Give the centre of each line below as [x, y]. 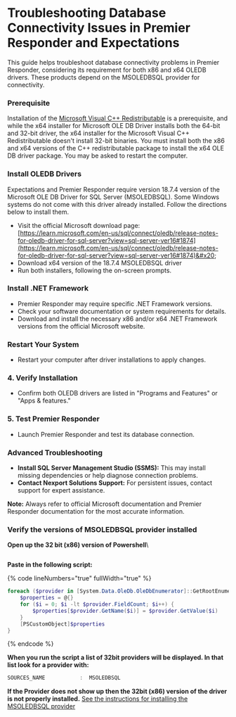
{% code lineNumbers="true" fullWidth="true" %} [79, 578]
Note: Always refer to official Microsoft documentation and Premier [105, 504]
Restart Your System [43, 344]
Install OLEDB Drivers [45, 174]
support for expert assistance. [61, 490]
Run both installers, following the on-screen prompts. [94, 270]
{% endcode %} [31, 644]
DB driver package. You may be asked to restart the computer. [98, 156]
